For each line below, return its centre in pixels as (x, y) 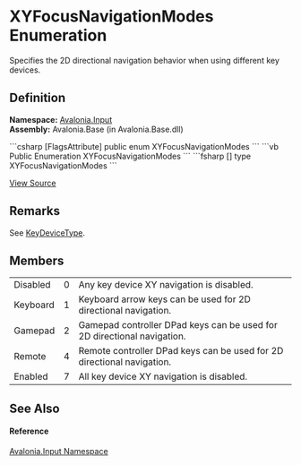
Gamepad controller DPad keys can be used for (178, 325)
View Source (33, 183)
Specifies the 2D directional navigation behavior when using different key (145, 60)
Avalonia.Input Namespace (59, 451)
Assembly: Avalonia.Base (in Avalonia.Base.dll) (96, 129)
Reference (29, 431)
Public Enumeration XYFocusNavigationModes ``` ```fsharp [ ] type (130, 156)
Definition (37, 98)
